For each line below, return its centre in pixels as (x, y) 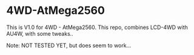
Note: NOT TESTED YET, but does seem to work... (69, 45)
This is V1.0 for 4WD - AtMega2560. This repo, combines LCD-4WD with (97, 27)
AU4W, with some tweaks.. (40, 33)
